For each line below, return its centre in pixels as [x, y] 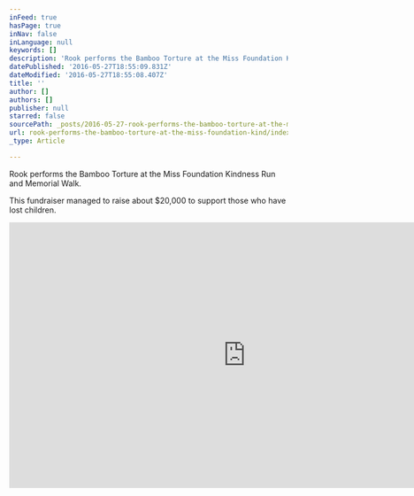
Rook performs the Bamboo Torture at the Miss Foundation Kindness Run [142, 174]
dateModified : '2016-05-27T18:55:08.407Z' [88, 75]
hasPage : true [35, 26]
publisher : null [39, 108]
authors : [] [31, 100]
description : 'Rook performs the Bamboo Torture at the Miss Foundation [146, 58]
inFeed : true [33, 17]
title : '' [27, 83]
